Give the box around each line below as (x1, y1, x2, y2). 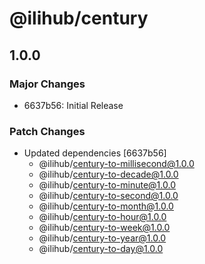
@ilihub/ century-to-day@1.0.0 (38, 243, 164, 255)
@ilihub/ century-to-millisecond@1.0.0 (38, 158, 195, 170)
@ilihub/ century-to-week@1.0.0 (38, 222, 171, 234)
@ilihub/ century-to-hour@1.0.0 (38, 211, 167, 223)
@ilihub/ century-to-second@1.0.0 (38, 190, 179, 202)
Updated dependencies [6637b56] (23, 147, 167, 159)
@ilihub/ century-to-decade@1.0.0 (38, 168, 179, 181)
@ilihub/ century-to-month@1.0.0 (38, 200, 174, 212)
